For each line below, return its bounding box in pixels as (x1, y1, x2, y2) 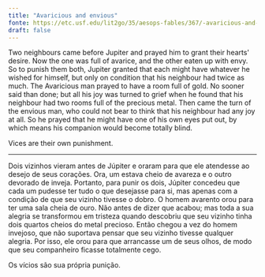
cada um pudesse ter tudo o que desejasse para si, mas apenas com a (8, 186, 238, 196)
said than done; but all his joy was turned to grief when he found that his (8, 90, 244, 99)
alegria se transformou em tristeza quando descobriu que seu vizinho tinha (8, 211, 252, 221)
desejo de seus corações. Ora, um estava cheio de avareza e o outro (8, 170, 232, 179)
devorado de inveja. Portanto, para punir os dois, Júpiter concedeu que (8, 178, 241, 188)
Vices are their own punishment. (8, 139, 114, 148)
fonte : (8, 19, 30, 27)
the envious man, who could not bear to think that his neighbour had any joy (8, 107, 256, 116)
